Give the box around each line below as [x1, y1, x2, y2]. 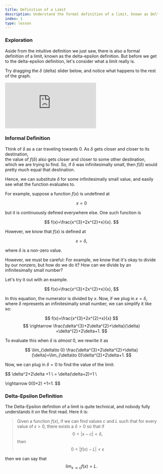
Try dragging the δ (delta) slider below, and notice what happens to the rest [5, 68, 156, 74]
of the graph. [5, 73, 32, 78]
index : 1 [5, 16, 23, 21]
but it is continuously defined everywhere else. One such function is [5, 209, 141, 215]
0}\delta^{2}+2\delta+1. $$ [78, 352, 132, 358]
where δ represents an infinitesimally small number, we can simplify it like [5, 301, 152, 306]
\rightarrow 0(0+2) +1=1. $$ [5, 380, 61, 386]
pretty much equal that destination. [5, 167, 75, 172]
